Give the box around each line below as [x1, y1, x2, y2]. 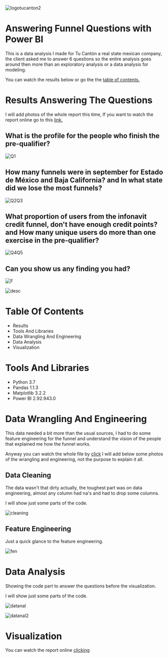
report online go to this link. [5, 116, 63, 123]
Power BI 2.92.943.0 [12, 396, 56, 401]
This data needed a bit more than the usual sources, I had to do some [5, 430, 151, 436]
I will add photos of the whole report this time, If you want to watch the [5, 111, 154, 117]
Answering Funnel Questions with [5, 23, 152, 34]
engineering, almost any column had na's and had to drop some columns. [5, 490, 159, 496]
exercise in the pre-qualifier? [5, 236, 99, 245]
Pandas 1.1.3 [12, 384, 39, 391]
